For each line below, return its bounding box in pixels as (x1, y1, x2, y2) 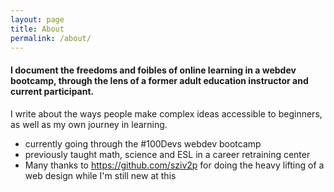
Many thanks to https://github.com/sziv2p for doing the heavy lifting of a (24, 159, 325, 171)
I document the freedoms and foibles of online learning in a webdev (10, 64, 297, 76)
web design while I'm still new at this (24, 169, 177, 181)
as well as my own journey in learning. (10, 118, 168, 130)
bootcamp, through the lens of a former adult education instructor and (10, 74, 309, 86)
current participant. (10, 85, 95, 97)
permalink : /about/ (10, 33, 92, 43)
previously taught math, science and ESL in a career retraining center (24, 148, 311, 160)
